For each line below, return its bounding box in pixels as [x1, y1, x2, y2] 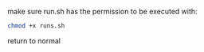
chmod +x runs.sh [7, 22, 65, 30]
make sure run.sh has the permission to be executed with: [7, 7, 198, 16]
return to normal [7, 35, 61, 46]
